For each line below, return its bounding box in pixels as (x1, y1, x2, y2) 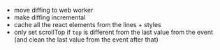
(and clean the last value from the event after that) (13, 35, 159, 44)
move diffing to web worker (13, 6, 94, 14)
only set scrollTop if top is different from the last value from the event (13, 28, 214, 36)
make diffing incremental (13, 13, 86, 22)
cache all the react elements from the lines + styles (13, 21, 162, 28)
